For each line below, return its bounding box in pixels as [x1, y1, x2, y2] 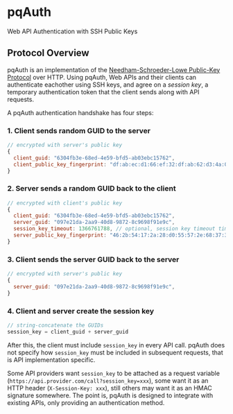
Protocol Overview [7, 47, 89, 59]
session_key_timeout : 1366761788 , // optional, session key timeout [13, 225, 216, 232]
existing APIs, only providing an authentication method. [7, 398, 165, 406]
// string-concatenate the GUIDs [7, 322, 104, 329]
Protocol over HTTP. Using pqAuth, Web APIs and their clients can [7, 73, 196, 81]
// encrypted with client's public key [7, 199, 123, 207]
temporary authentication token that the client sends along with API [7, 87, 200, 96]
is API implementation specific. [7, 355, 96, 364]
